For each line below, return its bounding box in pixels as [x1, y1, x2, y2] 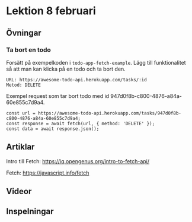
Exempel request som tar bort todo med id [6, 92, 110, 99]
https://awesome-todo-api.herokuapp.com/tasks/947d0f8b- [37, 110, 182, 116]
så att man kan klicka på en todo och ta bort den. [6, 65, 126, 72]
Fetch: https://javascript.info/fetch [6, 169, 89, 176]
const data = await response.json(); [6, 126, 100, 132]
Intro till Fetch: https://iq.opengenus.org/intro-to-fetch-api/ [6, 157, 150, 164]
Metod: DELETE [6, 82, 41, 88]
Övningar [6, 28, 41, 38]
